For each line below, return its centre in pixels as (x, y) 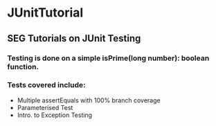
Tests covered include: (46, 85)
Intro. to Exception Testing (54, 115)
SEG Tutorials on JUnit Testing (74, 38)
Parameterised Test (45, 107)
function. (23, 66)
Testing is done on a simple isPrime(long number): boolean (108, 58)
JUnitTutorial (45, 13)
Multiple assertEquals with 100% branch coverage (89, 100)
